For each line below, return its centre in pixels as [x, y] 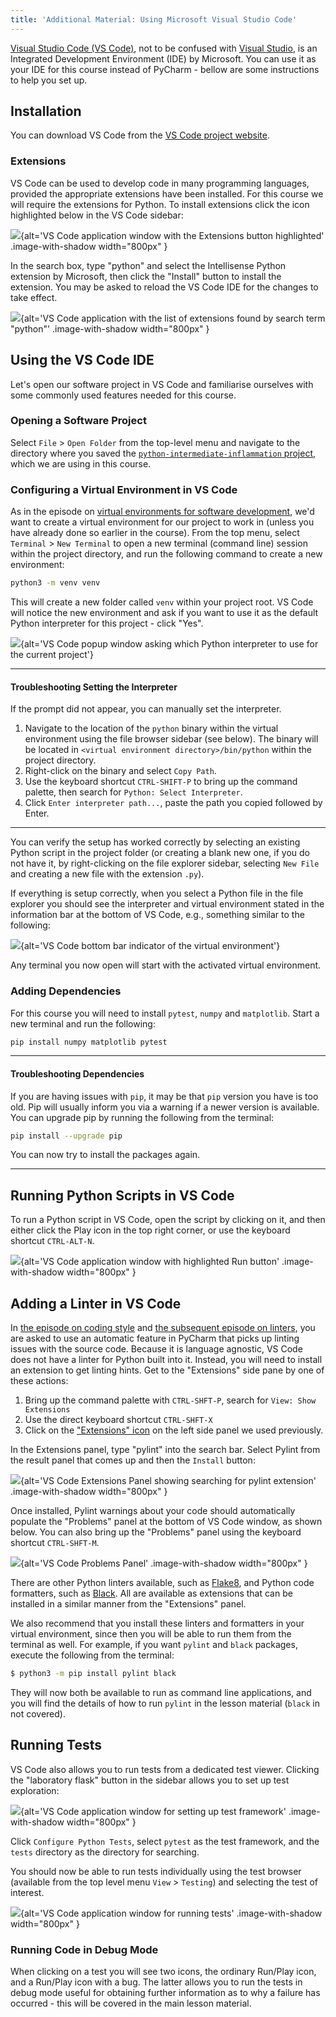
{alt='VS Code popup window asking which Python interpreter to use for [169, 644]
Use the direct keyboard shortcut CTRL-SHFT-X [118, 1420]
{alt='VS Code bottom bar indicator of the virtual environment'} [150, 946]
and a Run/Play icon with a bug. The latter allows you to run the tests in [156, 1982]
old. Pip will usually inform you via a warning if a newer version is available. [165, 1107]
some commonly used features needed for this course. [123, 395]
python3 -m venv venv [55, 583]
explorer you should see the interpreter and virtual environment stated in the [167, 904]
